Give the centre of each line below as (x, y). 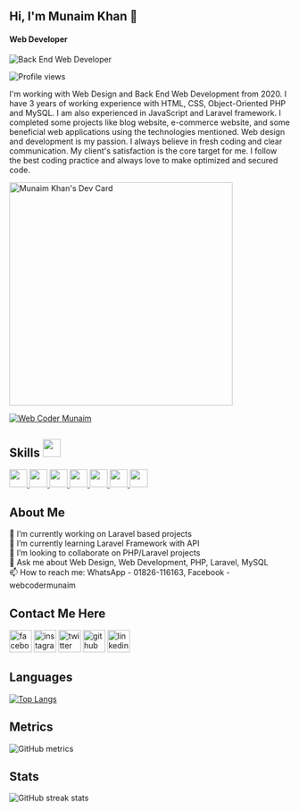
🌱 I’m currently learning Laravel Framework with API (104, 543)
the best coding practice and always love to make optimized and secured (144, 160)
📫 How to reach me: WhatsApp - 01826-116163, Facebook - (120, 573)
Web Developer (39, 39)
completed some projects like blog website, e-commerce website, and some (149, 122)
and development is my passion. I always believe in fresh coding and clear (146, 141)
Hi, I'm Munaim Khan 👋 (74, 17)
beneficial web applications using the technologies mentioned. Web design (147, 131)
